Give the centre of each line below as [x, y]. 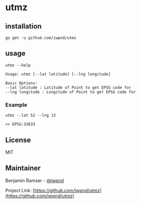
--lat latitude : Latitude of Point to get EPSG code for [68, 87]
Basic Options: [21, 83]
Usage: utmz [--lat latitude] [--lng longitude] [58, 74]
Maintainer [23, 168]
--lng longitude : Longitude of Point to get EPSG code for [71, 92]
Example [16, 105]
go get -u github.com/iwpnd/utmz [41, 38]
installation [24, 26]
